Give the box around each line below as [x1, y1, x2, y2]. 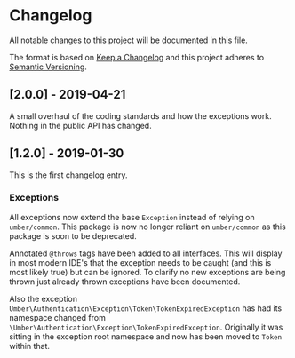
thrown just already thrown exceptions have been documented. [9, 276, 241, 287]
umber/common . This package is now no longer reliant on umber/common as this [9, 221, 286, 232]
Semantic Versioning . [9, 61, 87, 72]
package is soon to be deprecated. [9, 230, 138, 241]
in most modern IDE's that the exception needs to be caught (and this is [9, 257, 272, 267]
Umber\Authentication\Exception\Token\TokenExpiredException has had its [9, 303, 283, 314]
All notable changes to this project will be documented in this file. [9, 35, 249, 45]
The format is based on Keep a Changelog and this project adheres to [9, 52, 265, 62]
